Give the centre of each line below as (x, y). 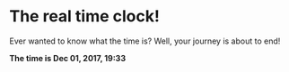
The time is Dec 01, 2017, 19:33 (68, 58)
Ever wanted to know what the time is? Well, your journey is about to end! (145, 41)
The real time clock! (84, 16)
